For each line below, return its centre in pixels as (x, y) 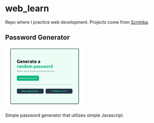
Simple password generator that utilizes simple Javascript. (65, 115)
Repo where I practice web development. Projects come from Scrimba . (77, 22)
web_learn (27, 9)
